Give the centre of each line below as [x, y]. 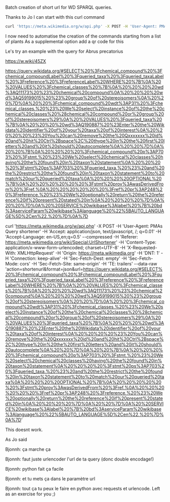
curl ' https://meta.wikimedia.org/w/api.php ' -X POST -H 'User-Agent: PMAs [84, 226]
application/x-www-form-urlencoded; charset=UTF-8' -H [65, 247]
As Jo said [16, 439]
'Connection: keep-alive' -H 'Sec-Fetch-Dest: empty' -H [69, 258]
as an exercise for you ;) [30, 494]
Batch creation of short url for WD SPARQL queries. [59, 7]
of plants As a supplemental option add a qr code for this [65, 41]
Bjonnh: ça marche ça [28, 449]
